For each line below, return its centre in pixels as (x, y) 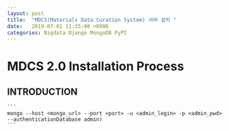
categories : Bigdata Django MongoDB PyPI (67, 33)
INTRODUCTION (43, 92)
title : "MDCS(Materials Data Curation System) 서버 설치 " (92, 20)
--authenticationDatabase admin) (55, 120)
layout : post (26, 13)
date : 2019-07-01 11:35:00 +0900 (58, 26)
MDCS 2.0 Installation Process (96, 67)
